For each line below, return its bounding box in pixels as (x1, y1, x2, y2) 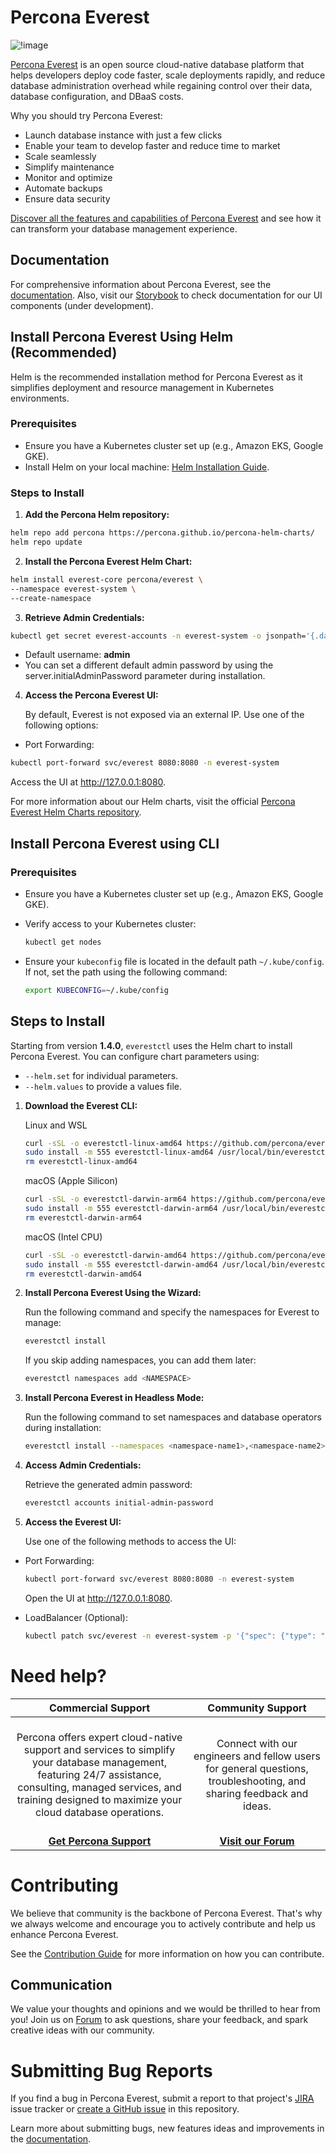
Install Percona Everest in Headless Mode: (24, 1392, 205, 1404)
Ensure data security (24, 192, 111, 205)
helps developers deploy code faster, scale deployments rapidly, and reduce (10, 69, 326, 81)
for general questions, (205, 1761, 309, 1775)
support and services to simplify (23, 1742, 176, 1756)
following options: (24, 719, 99, 731)
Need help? (10, 1664, 107, 1687)
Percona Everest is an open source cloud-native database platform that (10, 58, 305, 70)
